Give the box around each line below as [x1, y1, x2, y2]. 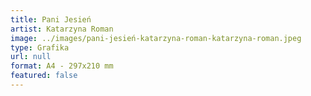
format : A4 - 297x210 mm [10, 61, 114, 71]
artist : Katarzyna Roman [10, 24, 114, 34]
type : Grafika [10, 42, 70, 53]
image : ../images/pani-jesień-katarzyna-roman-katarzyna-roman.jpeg [10, 33, 302, 43]
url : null [10, 52, 52, 62]
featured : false [10, 71, 78, 81]
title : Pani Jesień [10, 14, 92, 25]
